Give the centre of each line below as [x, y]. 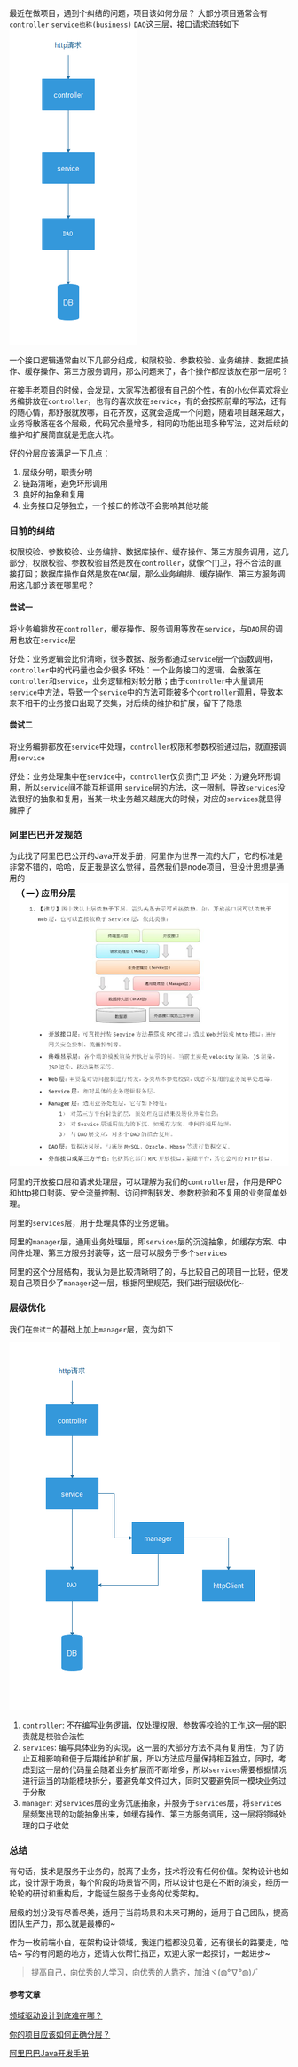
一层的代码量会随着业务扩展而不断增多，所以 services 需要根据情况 [167, 1769]
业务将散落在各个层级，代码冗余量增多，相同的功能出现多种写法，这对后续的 [149, 423]
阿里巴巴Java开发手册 [49, 2054]
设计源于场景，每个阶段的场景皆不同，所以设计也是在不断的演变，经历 [153, 1882]
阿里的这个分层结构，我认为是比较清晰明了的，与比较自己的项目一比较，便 [145, 1272]
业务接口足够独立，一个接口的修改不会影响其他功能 [115, 505]
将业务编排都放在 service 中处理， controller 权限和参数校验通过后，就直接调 [148, 746]
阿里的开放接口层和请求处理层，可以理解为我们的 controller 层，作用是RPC [145, 1182]
